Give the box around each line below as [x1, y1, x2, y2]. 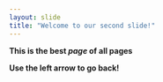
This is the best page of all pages [9, 45, 133, 56]
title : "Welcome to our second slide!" [9, 21, 156, 30]
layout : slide [9, 12, 62, 22]
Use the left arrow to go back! [9, 63, 120, 73]
